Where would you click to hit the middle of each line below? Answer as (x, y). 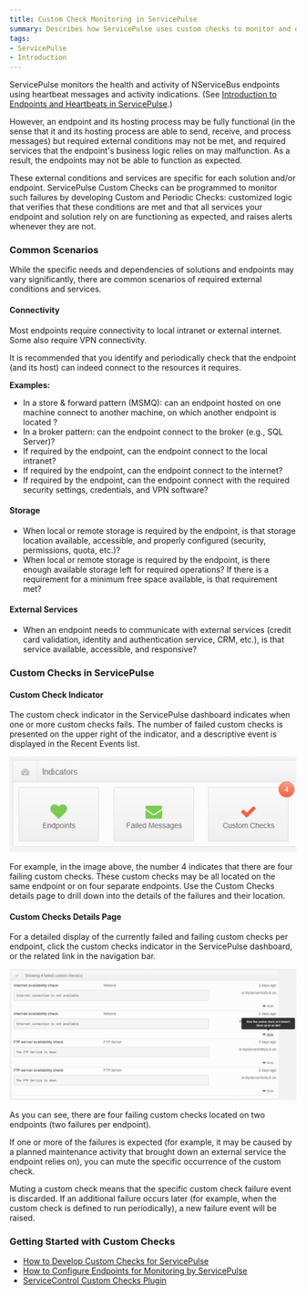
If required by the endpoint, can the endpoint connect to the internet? (153, 470)
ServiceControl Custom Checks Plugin (94, 1280)
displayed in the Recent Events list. (75, 744)
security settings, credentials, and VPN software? (115, 489)
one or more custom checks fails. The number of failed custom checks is (147, 725)
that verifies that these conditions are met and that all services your (136, 207)
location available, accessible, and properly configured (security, (144, 540)
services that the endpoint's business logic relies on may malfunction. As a (150, 151)
